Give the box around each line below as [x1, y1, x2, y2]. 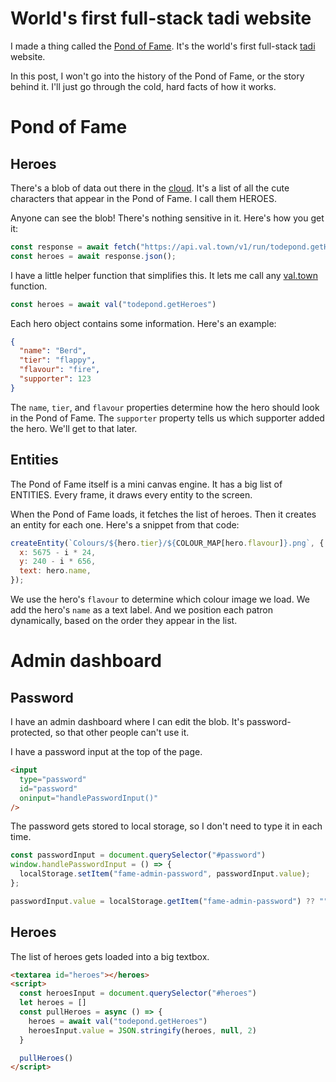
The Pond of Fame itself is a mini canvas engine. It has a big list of [10, 478, 283, 490]
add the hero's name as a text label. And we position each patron [10, 604, 274, 616]
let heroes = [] [19, 998, 87, 1008]
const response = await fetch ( [10, 242, 141, 252]
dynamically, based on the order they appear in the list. [10, 615, 238, 626]
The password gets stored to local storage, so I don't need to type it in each [10, 820, 323, 832]
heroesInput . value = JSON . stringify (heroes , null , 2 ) [28, 1025, 257, 1036]
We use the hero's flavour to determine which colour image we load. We [10, 593, 310, 605]
